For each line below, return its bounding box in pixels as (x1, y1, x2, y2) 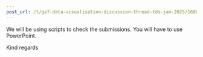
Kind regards (6, 44, 39, 51)
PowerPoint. (6, 32, 37, 39)
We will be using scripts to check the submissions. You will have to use (6, 25, 183, 33)
